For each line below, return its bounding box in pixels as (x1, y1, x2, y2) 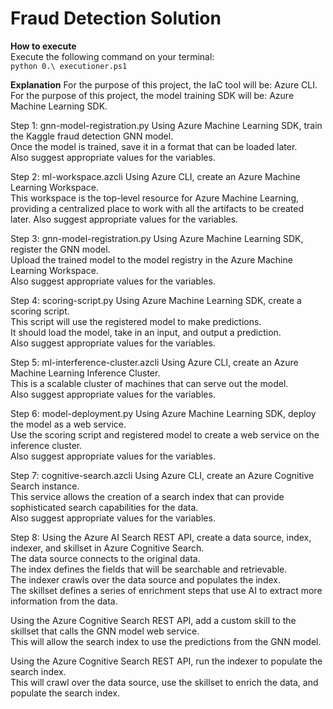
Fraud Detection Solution (10, 7, 222, 30)
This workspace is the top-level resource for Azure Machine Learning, (10, 192, 299, 204)
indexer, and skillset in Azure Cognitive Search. (10, 542, 205, 554)
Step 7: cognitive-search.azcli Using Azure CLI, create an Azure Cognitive (10, 469, 315, 481)
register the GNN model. (10, 243, 111, 255)
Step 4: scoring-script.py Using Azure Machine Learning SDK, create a (10, 294, 302, 306)
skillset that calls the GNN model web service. (10, 625, 200, 637)
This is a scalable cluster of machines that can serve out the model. (10, 377, 289, 389)
